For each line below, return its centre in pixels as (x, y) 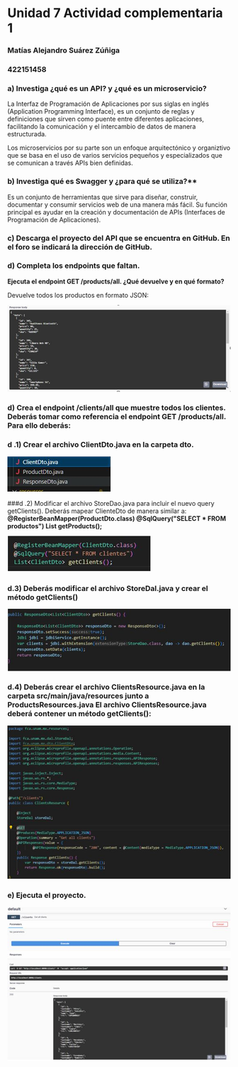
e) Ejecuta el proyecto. (47, 895)
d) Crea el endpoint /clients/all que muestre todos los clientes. (117, 408)
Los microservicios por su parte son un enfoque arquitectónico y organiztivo (119, 148)
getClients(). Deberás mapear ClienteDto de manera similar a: (97, 511)
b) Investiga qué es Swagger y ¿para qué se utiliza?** (102, 181)
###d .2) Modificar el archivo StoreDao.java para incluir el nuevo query (111, 503)
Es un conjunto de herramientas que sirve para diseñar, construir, (103, 197)
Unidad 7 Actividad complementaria (115, 13)
